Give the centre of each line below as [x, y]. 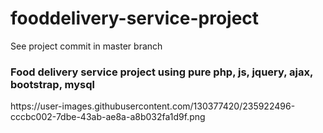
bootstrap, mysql [52, 84]
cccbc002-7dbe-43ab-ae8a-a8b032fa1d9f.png [108, 117]
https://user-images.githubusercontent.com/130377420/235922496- [153, 106]
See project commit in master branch [86, 46]
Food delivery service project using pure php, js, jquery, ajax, [161, 72]
